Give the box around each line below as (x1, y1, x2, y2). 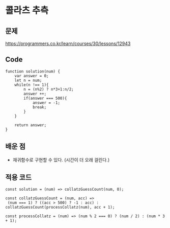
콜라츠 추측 (5, 5, 49, 16)
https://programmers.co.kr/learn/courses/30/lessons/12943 (5, 40, 131, 47)
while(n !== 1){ (14, 82, 49, 87)
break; (32, 104, 47, 110)
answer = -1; (32, 100, 60, 105)
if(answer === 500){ (23, 96, 67, 101)
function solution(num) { (5, 69, 60, 74)
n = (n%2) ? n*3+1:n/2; (23, 86, 74, 92)
